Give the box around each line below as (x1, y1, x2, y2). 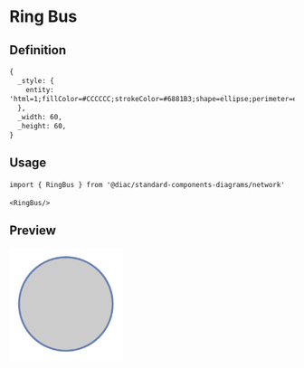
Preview (9, 223, 57, 239)
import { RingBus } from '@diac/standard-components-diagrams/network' (9, 180, 285, 189)
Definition (9, 42, 66, 58)
